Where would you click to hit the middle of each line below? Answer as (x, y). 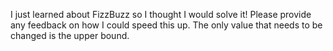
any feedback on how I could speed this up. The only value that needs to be (166, 25)
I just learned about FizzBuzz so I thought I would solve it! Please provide (161, 14)
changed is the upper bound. (70, 35)
